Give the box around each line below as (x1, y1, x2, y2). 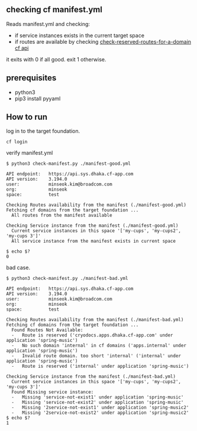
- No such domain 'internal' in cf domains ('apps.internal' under (11, 342, 186, 349)
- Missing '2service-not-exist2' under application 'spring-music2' (11, 410, 189, 416)
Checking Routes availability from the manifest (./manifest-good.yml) (6, 202, 186, 208)
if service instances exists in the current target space (14, 32, 145, 39)
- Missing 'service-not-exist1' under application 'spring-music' (11, 394, 184, 400)
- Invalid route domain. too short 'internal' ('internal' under (11, 353, 182, 359)
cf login (6, 139, 28, 145)
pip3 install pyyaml (14, 94, 61, 102)
